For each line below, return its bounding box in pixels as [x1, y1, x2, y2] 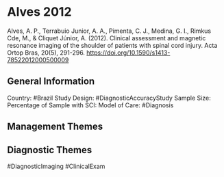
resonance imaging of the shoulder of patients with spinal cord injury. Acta [7, 41, 218, 49]
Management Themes [7, 121, 103, 133]
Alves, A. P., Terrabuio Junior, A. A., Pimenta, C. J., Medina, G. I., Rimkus [7, 27, 211, 35]
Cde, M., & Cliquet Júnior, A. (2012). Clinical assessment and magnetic [7, 33, 206, 42]
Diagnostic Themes [7, 144, 92, 156]
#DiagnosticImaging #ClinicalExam [7, 162, 105, 170]
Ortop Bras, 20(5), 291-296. [7, 49, 86, 57]
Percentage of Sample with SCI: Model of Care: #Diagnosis [7, 100, 174, 109]
